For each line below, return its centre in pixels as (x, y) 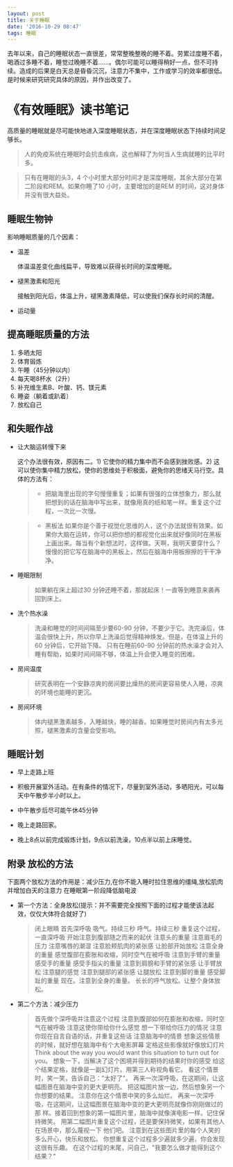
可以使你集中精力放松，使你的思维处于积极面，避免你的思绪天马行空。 (118, 470)
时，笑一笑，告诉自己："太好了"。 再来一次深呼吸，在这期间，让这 (129, 1078)
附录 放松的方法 (40, 863)
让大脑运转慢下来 (42, 446)
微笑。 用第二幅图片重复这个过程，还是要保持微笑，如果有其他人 (133, 1122)
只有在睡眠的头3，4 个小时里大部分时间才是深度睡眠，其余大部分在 (120, 178)
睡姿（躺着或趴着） (45, 395)
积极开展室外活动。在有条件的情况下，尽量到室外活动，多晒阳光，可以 (118, 787)
